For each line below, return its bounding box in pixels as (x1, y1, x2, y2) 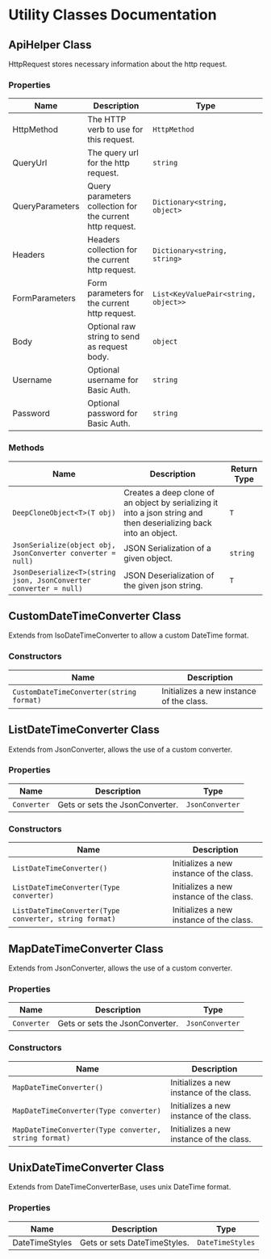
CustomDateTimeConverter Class (8, 608, 181, 623)
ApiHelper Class (8, 38, 92, 52)
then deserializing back (123, 517, 212, 528)
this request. (87, 134, 135, 145)
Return (231, 463, 258, 474)
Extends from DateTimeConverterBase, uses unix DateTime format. (8, 1182, 231, 1192)
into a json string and (123, 507, 203, 518)
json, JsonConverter (12, 575, 91, 585)
